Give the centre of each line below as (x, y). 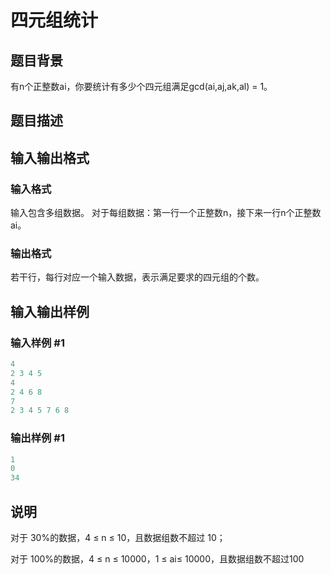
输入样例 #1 (37, 343)
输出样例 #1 (37, 438)
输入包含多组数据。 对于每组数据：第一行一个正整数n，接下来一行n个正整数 (166, 213)
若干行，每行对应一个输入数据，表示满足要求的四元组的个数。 (137, 277)
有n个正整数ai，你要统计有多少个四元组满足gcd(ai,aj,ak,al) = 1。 (141, 86)
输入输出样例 (50, 311)
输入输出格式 (50, 157)
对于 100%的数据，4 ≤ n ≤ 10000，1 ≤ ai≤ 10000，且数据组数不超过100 (157, 559)
